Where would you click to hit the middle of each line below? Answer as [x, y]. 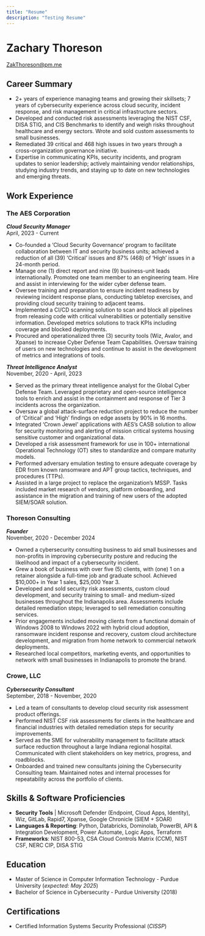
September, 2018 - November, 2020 [52, 696]
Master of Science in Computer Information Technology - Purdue [97, 879]
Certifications [33, 911]
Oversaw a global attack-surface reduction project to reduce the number [106, 411]
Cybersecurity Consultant [40, 689]
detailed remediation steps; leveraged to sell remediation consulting [100, 608]
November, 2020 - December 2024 [51, 538]
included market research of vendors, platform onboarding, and [95, 489]
